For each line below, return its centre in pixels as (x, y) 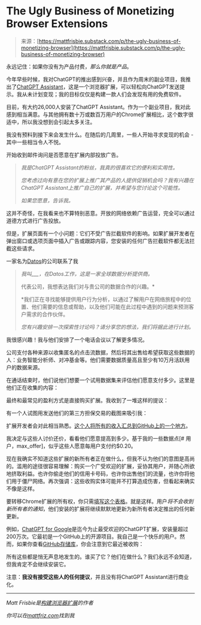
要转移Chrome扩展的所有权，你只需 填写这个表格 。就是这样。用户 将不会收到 (100, 501)
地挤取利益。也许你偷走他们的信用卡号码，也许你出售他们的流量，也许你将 (98, 474)
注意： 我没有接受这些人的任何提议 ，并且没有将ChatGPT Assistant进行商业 (98, 577)
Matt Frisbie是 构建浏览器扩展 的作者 (50, 602)
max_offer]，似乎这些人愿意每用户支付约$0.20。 (76, 446)
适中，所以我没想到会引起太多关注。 (51, 122)
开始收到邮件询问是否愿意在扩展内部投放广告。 (64, 154)
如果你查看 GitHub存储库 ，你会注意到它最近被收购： (80, 544)
